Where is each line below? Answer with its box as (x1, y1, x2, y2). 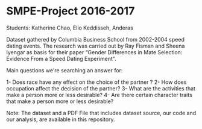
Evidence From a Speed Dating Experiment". (6, 55, 116, 62)
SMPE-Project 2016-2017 (6, 4, 135, 18)
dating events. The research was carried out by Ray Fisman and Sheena (6, 42, 185, 49)
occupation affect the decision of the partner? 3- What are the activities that (6, 84, 196, 92)
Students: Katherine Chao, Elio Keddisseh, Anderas (6, 24, 134, 31)
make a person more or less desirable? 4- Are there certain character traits (6, 91, 193, 98)
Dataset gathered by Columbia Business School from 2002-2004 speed (6, 36, 185, 43)
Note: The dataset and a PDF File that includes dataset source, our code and (6, 109, 197, 116)
